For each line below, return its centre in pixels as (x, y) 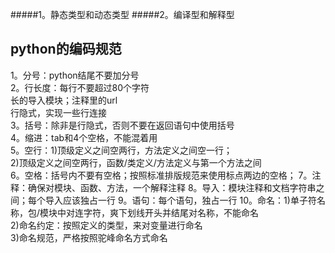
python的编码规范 (66, 49)
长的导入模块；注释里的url (64, 100)
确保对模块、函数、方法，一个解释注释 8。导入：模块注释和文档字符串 (172, 187)
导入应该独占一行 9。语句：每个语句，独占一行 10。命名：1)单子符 (180, 200)
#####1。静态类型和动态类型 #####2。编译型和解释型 (122, 14)
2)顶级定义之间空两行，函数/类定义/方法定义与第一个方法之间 (136, 162)
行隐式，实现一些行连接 (58, 112)
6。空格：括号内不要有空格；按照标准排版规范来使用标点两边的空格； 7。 (161, 175)
